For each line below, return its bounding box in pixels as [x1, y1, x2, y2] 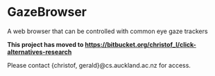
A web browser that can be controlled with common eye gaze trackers [7, 27, 208, 35]
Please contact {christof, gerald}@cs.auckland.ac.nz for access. [7, 61, 191, 69]
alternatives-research [7, 48, 72, 56]
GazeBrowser [7, 4, 87, 20]
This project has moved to [7, 40, 84, 48]
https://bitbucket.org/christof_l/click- [85, 40, 196, 48]
